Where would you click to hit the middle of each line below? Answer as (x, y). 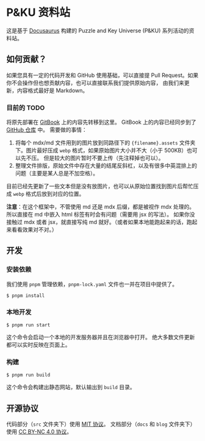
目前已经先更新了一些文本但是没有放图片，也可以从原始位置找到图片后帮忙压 (103, 186)
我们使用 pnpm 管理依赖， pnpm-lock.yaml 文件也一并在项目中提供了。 (92, 284)
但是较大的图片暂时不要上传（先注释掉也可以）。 (104, 158)
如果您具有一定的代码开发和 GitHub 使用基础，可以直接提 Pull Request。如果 (103, 75)
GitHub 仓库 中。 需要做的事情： (47, 130)
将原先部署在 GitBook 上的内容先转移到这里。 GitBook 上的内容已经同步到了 (101, 122)
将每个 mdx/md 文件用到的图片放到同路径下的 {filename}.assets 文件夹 (105, 143)
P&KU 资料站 (38, 13)
